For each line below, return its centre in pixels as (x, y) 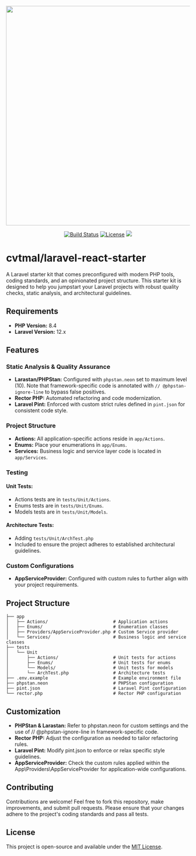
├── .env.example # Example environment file (94, 678)
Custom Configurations (40, 566)
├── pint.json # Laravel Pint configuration (96, 689)
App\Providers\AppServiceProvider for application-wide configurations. (100, 769)
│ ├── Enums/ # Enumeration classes (87, 627)
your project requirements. (46, 585)
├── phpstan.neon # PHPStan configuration (90, 683)
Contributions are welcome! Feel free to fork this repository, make (85, 802)
